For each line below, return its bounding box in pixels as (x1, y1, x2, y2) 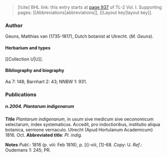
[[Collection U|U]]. (5, 56, 44, 62)
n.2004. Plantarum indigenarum (5, 103, 74, 109)
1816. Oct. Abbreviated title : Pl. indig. (5, 132, 83, 138)
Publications (5, 91, 37, 98)
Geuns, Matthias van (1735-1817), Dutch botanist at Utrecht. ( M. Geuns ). (5, 33, 154, 39)
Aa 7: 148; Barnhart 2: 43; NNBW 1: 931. (5, 78, 87, 84)
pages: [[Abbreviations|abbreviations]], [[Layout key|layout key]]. (17, 9, 153, 15)
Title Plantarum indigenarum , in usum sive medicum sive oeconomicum (5, 116, 154, 122)
